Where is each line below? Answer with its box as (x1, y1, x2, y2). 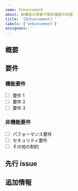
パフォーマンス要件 (12, 131, 52, 137)
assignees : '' (5, 26, 35, 31)
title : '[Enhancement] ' (5, 16, 57, 21)
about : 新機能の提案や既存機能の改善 (5, 12, 73, 17)
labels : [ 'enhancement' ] (5, 21, 57, 26)
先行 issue (5, 160, 37, 168)
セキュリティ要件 (12, 137, 47, 143)
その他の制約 (12, 143, 39, 150)
